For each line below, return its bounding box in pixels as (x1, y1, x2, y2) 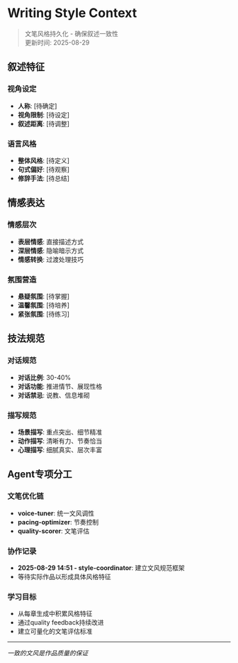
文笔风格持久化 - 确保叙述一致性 (24, 29, 119, 38)
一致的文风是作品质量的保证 (7, 649, 89, 657)
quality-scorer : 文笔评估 (17, 527, 90, 535)
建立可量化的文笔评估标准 (17, 627, 93, 636)
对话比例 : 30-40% (17, 373, 72, 381)
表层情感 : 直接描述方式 (17, 237, 84, 246)
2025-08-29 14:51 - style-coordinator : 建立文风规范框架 (17, 563, 186, 572)
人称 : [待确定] (17, 102, 57, 110)
